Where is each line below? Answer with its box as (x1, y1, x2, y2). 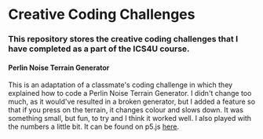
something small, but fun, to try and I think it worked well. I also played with (8, 114, 252, 123)
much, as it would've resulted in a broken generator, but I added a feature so (8, 97, 256, 107)
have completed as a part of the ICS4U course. (8, 43, 190, 54)
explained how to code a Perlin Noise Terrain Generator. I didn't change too (8, 89, 252, 98)
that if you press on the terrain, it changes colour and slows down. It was (8, 105, 243, 115)
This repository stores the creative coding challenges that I (8, 34, 238, 45)
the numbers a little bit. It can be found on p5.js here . (8, 122, 179, 131)
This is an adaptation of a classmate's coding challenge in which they (8, 80, 233, 90)
